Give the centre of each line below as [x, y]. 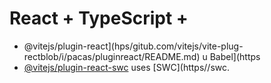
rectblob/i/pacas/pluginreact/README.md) [112, 56]
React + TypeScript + [99, 18]
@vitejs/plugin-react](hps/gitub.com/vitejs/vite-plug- [133, 46]
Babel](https [235, 56]
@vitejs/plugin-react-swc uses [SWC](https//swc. [127, 67]
